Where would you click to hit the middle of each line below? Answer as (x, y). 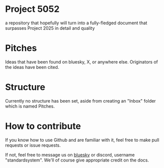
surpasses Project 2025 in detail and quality (50, 28)
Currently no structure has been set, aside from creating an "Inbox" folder (81, 101)
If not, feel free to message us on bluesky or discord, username (70, 155)
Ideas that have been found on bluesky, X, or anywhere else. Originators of (82, 62)
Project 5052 (32, 9)
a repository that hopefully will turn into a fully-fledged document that (76, 23)
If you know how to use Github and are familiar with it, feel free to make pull (82, 140)
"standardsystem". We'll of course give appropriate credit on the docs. (77, 160)
